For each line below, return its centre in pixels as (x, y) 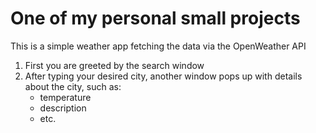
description (63, 108)
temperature (65, 97)
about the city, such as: (73, 86)
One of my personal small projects (155, 18)
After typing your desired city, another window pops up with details (163, 76)
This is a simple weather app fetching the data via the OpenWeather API (158, 46)
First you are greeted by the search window (114, 65)
